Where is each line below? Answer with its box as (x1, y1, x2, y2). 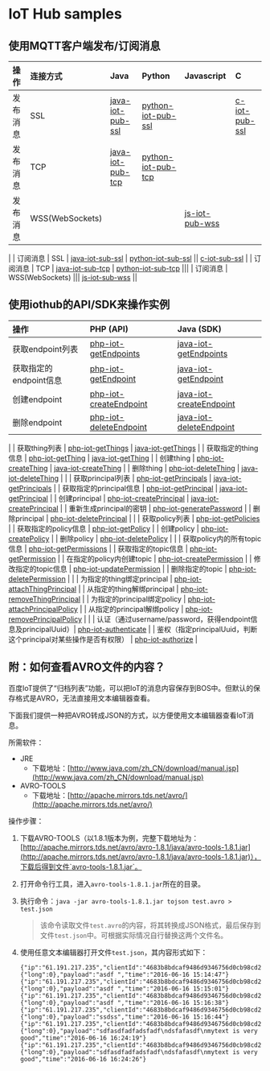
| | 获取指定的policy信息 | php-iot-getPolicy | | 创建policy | (8, 523, 199, 533)
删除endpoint (12, 416, 63, 428)
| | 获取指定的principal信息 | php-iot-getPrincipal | (53, 483, 219, 493)
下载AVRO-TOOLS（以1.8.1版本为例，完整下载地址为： (19, 833, 199, 842)
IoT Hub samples (8, 5, 122, 23)
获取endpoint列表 (12, 343, 79, 354)
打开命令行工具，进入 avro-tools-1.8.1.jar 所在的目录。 (19, 879, 205, 888)
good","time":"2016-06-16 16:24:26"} (19, 1055, 147, 1063)
